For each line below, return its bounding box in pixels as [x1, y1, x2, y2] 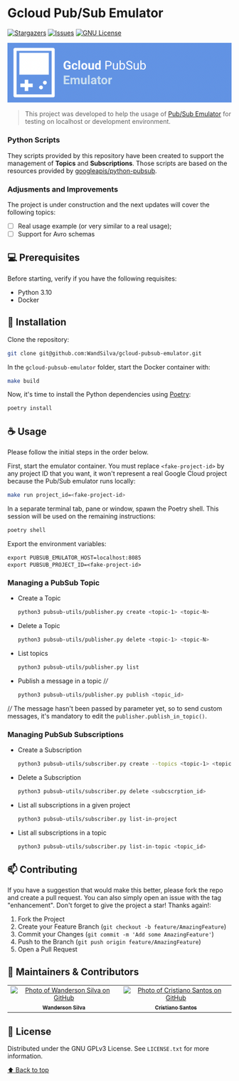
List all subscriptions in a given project [17, 800, 131, 809]
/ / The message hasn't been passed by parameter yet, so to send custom [7, 704, 223, 713]
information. [7, 1052, 43, 1060]
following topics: [7, 208, 55, 216]
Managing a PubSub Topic [7, 578, 100, 587]
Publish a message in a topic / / [17, 677, 108, 685]
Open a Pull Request [17, 945, 78, 954]
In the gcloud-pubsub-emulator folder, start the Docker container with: [7, 362, 211, 371]
